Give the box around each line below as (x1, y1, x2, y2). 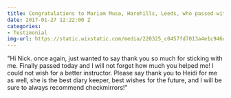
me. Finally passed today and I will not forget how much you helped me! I (7, 62, 214, 70)
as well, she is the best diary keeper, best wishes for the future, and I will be (7, 76, 222, 84)
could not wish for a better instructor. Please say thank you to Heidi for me (7, 69, 218, 77)
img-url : (7, 36, 32, 42)
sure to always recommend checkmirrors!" (7, 84, 129, 92)
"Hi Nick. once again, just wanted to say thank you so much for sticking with (7, 54, 223, 62)
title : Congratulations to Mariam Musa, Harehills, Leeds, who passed (7, 10, 214, 17)
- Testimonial (7, 29, 48, 36)
